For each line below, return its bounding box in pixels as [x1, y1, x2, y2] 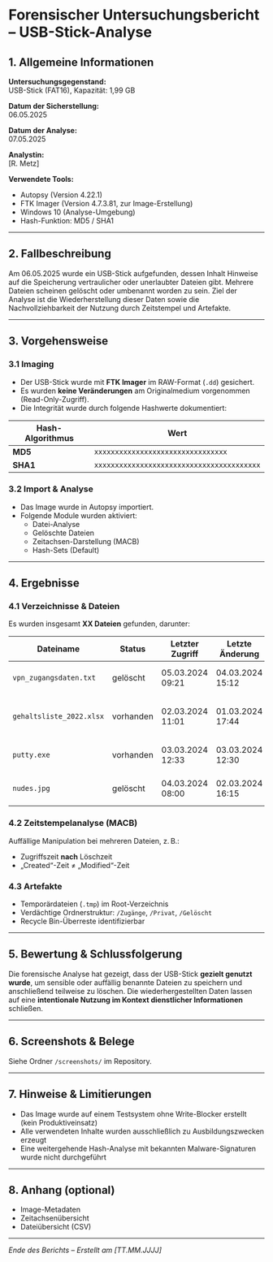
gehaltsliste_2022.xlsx [12, 712, 105, 721]
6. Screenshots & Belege [8, 1035, 136, 1048]
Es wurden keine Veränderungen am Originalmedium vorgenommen [19, 386, 250, 395]
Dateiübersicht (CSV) [19, 1222, 92, 1232]
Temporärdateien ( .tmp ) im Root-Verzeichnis [19, 899, 169, 909]
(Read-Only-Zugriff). [19, 394, 89, 404]
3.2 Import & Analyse [8, 483, 93, 495]
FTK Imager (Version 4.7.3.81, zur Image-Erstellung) [19, 199, 193, 208]
